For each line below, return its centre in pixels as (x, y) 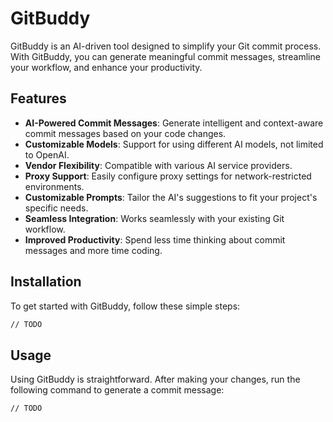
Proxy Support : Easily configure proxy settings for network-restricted (168, 176)
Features (38, 98)
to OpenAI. (47, 154)
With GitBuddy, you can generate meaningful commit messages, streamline (165, 56)
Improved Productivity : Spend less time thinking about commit (155, 239)
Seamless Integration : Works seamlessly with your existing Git (154, 218)
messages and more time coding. (93, 250)
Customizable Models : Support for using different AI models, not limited (174, 144)
